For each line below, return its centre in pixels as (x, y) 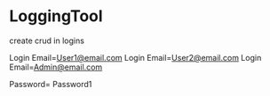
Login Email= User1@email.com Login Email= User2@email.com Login (135, 57)
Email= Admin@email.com (56, 67)
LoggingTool (56, 16)
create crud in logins (47, 41)
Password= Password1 (51, 84)
